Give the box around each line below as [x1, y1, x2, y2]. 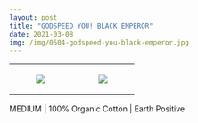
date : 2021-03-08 [9, 29, 74, 38]
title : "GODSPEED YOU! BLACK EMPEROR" [9, 21, 153, 30]
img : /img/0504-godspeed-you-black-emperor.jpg [9, 37, 190, 47]
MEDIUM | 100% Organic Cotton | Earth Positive [9, 103, 186, 114]
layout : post [9, 12, 58, 22]
